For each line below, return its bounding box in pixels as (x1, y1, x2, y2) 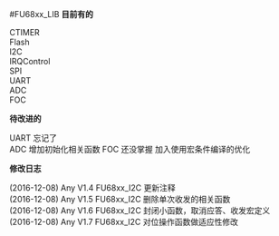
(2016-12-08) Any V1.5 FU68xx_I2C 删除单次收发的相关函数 (9, 194, 231, 204)
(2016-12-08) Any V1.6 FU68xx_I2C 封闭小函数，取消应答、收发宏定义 (9, 205, 271, 216)
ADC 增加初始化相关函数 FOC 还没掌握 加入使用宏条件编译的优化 (9, 144, 251, 154)
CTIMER (9, 27, 41, 37)
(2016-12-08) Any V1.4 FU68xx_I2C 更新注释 (9, 182, 177, 193)
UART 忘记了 (9, 133, 57, 143)
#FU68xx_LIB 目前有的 (9, 9, 93, 19)
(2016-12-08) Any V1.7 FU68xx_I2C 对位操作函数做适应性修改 (9, 217, 238, 227)
